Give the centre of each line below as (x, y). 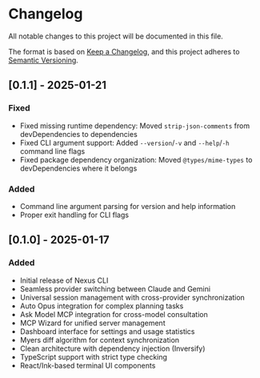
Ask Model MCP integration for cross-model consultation (114, 314)
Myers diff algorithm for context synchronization (100, 340)
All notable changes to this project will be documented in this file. (116, 36)
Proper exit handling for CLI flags (74, 215)
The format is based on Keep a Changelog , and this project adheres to (124, 51)
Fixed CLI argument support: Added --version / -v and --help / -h (124, 143)
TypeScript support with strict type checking (94, 356)
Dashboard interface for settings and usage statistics (107, 331)
